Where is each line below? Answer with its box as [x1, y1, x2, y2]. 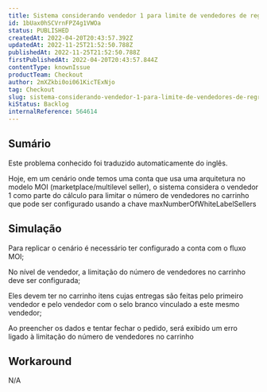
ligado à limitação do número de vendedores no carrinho [8, 332, 195, 341]
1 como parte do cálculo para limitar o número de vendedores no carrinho [8, 190, 250, 200]
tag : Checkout [8, 85, 56, 94]
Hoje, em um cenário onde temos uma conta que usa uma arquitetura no [8, 173, 246, 183]
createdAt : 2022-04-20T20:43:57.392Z [8, 33, 133, 42]
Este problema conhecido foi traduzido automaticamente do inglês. [8, 158, 228, 168]
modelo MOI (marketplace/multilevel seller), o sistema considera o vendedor [8, 182, 259, 192]
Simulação [8, 222, 62, 235]
